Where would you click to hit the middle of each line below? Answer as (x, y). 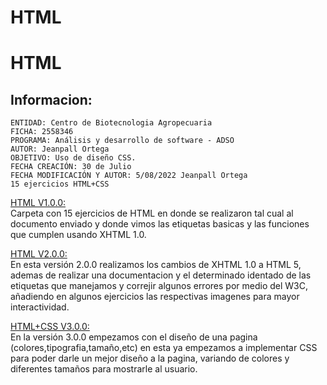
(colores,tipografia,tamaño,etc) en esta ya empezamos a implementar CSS (164, 348)
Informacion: (51, 99)
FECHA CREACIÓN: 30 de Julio (71, 167)
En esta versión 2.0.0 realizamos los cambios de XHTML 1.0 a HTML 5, (156, 265)
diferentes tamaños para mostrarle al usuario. (104, 369)
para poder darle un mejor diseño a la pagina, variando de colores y (150, 358)
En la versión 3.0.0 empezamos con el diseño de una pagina (134, 337)
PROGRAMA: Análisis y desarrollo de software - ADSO (122, 141)
